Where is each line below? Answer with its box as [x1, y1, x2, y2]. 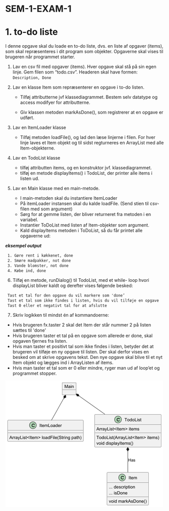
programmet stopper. [12, 371, 57, 377]
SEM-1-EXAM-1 [5, 3, 72, 15]
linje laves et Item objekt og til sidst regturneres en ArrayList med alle [20, 140, 164, 146]
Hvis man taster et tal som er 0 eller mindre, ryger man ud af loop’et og [12, 365, 160, 371]
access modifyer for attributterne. [20, 99, 91, 105]
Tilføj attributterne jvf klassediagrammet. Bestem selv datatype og [20, 94, 158, 100]
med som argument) [30, 206, 73, 212]
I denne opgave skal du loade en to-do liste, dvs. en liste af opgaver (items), [5, 43, 163, 49]
